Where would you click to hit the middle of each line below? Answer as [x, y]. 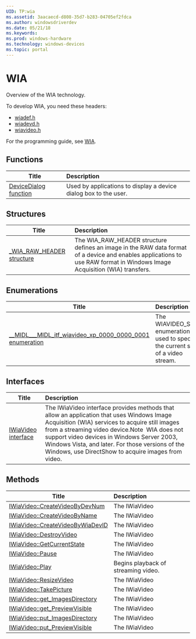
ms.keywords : [22, 33]
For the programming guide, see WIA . [51, 141]
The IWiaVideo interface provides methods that [110, 407]
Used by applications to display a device [121, 186]
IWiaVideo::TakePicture [41, 589]
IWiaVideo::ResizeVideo [41, 580]
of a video [169, 353]
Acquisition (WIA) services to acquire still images [112, 422]
